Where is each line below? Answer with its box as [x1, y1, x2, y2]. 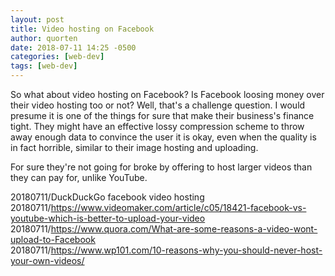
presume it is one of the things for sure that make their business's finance [10, 110, 315, 121]
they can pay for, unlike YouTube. [10, 172, 148, 183]
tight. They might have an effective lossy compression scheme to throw [10, 121, 305, 132]
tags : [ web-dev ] [10, 61, 78, 71]
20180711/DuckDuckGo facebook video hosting [10, 191, 205, 203]
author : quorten [10, 33, 78, 43]
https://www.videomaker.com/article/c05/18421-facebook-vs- [50, 202, 307, 213]
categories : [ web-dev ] [10, 52, 105, 62]
